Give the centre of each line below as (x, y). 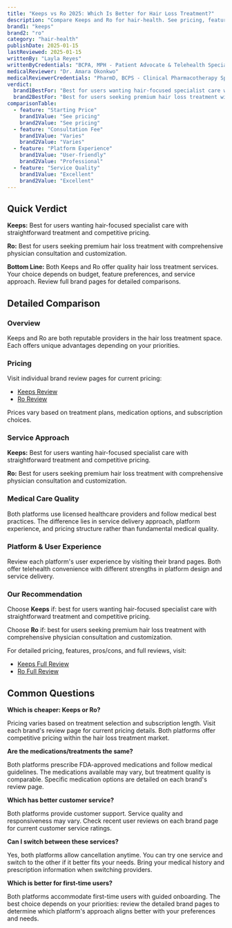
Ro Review (32, 399)
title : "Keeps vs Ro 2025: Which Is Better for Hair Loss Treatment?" (111, 13)
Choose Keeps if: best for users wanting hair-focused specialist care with (112, 609)
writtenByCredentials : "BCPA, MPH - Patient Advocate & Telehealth (106, 65)
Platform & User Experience (55, 546)
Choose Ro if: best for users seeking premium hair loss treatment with (107, 630)
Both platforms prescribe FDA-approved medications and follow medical (110, 765)
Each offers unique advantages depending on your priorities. (94, 345)
